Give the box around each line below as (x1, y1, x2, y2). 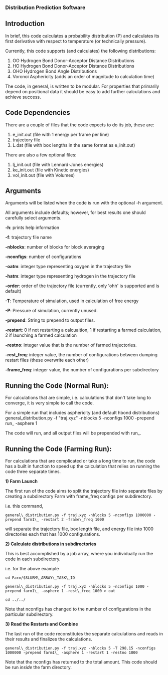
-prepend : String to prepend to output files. (5, 317, 95, 323)
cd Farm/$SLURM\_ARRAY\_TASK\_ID (5, 575, 75, 580)
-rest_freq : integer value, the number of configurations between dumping (5, 352, 158, 358)
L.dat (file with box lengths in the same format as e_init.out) (12, 142, 135, 148)
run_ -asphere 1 (5, 420, 38, 426)
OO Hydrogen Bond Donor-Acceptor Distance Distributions (12, 57, 134, 64)
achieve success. (5, 94, 41, 100)
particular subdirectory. (5, 611, 54, 617)
